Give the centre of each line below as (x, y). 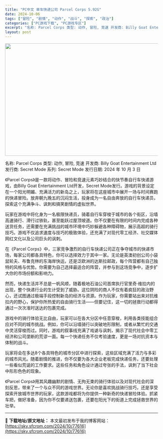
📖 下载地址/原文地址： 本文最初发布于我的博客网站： (57, 421)
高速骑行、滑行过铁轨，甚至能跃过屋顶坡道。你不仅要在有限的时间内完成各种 (81, 220)
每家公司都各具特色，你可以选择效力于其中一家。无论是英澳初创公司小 (83, 255)
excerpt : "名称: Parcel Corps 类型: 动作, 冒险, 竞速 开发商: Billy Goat (76, 28)
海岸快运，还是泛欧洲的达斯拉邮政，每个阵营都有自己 (100, 261)
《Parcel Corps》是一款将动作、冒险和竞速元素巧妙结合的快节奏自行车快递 (77, 180)
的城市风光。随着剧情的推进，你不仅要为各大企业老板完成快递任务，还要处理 (81, 359)
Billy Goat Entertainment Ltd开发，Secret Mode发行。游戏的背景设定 (86, 186)
